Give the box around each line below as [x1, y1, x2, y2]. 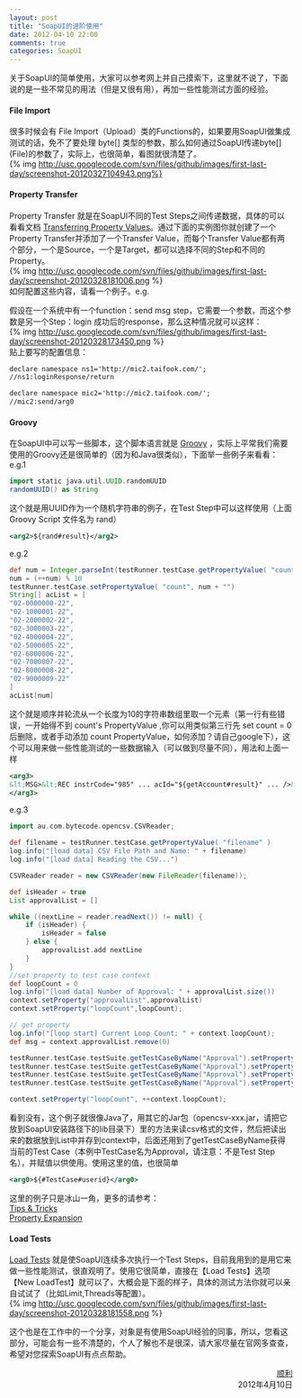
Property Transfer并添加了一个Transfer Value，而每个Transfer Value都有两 [9, 232, 286, 243]
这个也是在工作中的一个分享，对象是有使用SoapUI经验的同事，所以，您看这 [9, 1326, 289, 1338]
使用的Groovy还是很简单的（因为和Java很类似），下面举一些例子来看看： [9, 449, 279, 460]
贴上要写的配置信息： [9, 346, 88, 357]
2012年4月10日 [237, 1379, 293, 1390]
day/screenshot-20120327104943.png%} [9, 168, 164, 179]
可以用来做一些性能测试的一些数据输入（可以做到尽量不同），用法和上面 [16, 742, 281, 753]
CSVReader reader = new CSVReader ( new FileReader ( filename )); [9, 871, 247, 880]
